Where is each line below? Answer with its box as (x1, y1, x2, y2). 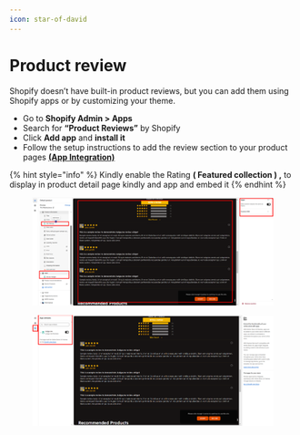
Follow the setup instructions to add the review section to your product (22, 141, 288, 152)
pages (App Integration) (22, 151, 115, 162)
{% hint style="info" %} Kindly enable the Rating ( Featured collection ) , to (9, 169, 292, 180)
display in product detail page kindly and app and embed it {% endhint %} (9, 179, 286, 190)
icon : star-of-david (9, 15, 88, 24)
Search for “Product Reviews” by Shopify (22, 122, 181, 133)
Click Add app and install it (22, 132, 125, 143)
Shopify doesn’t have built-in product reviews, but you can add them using (9, 85, 289, 96)
